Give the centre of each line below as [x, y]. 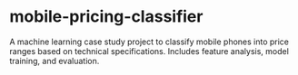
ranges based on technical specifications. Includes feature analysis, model [149, 51]
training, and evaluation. [55, 61]
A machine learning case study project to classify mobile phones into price [149, 42]
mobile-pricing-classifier [106, 17]
